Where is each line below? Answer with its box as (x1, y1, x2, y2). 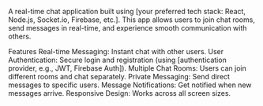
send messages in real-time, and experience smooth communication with (8, 24, 247, 32)
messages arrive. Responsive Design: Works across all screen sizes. (8, 89, 231, 97)
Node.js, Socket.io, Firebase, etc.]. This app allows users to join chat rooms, (8, 15, 255, 24)
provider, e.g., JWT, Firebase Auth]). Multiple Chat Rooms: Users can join (8, 64, 246, 73)
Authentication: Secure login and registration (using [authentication (8, 55, 227, 64)
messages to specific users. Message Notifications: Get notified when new (8, 80, 252, 90)
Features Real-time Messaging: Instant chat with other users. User (8, 47, 224, 56)
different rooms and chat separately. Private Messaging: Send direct (8, 72, 231, 81)
